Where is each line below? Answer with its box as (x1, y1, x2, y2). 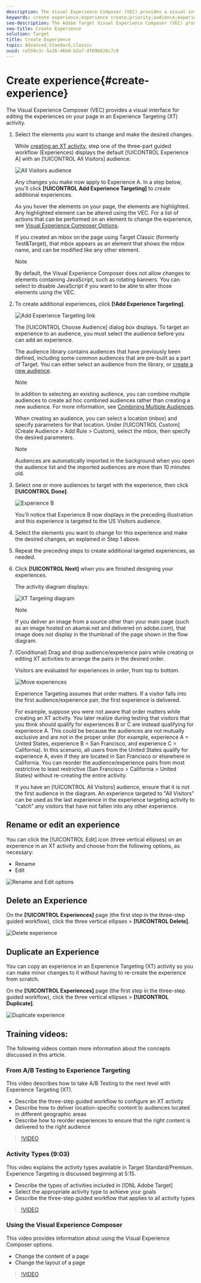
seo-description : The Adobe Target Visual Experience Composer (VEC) (6, 20, 184, 26)
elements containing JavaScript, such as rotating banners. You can (14, 275, 181, 283)
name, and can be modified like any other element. (14, 246, 141, 253)
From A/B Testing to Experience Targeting (6, 1066, 130, 1074)
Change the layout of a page (14, 1258, 86, 1266)
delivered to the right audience (14, 1123, 91, 1131)
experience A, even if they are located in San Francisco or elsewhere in (14, 753, 190, 760)
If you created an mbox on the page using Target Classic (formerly (14, 233, 179, 241)
